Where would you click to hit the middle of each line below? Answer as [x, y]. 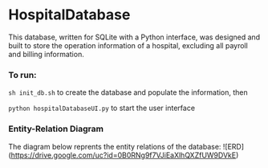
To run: [23, 75]
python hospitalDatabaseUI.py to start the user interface [102, 108]
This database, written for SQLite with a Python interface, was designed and [134, 37]
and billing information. [46, 54]
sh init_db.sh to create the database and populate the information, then [128, 92]
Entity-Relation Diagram [56, 129]
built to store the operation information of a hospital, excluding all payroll [128, 45]
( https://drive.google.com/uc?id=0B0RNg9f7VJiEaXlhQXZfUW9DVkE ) [124, 155]
